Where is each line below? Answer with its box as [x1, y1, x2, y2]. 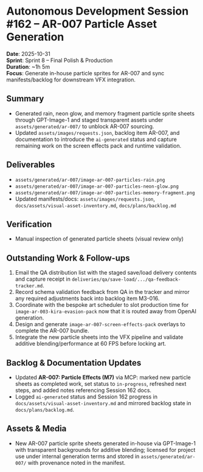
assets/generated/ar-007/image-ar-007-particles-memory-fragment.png [15, 190, 196, 196]
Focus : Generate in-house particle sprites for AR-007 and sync [6, 69, 165, 77]
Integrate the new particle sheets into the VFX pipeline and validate [15, 333, 184, 341]
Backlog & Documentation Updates [6, 357, 142, 368]
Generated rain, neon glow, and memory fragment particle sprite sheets [15, 109, 195, 117]
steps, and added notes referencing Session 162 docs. [15, 387, 152, 394]
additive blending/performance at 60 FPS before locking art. [15, 340, 167, 347]
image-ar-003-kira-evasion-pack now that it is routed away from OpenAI [15, 308, 196, 315]
